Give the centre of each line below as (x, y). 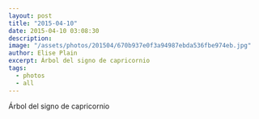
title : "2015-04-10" (43, 23)
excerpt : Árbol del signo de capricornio (79, 61)
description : (30, 38)
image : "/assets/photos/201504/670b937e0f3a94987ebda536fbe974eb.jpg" (130, 46)
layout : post (30, 16)
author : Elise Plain (43, 53)
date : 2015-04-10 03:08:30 (54, 31)
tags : (17, 68)
